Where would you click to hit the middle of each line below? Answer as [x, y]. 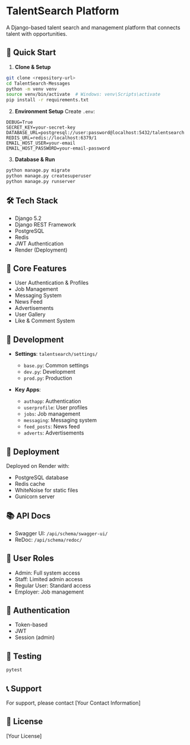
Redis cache [30, 484]
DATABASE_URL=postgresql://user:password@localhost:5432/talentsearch [95, 133]
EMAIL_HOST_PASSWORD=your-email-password [58, 148]
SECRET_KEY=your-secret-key [41, 128]
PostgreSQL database [42, 477]
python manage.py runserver [41, 181]
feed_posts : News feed [52, 427]
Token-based [31, 625]
